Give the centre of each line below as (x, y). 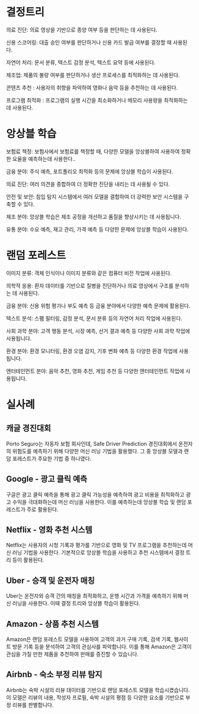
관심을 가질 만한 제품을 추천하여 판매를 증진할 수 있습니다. (73, 654)
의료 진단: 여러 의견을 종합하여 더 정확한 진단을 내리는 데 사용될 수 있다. (88, 184)
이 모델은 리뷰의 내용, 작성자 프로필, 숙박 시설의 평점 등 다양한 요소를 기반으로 (95, 697)
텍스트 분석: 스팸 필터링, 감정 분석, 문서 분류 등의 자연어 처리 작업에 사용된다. (94, 318)
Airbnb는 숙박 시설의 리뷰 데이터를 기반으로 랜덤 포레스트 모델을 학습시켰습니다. (98, 690)
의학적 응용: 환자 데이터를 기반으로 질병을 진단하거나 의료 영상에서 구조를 (90, 285)
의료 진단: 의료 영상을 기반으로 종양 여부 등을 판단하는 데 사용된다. (82, 30)
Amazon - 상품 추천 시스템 (52, 624)
